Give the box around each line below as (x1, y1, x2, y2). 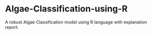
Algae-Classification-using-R (5, 3, 128, 14)
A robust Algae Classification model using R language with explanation (5, 19, 148, 25)
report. (5, 24, 19, 30)
